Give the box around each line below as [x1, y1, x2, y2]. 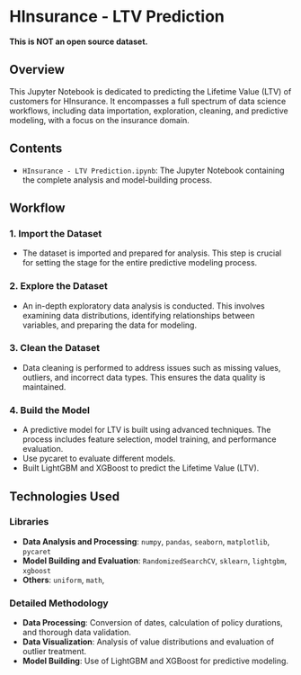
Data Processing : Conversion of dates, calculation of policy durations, [22, 617, 283, 628]
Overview [9, 62, 66, 77]
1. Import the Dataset [9, 227, 102, 239]
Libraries [9, 516, 49, 528]
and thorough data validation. [22, 627, 132, 638]
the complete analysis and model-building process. [22, 174, 213, 185]
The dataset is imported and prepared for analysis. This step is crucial [22, 247, 282, 258]
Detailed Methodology [9, 597, 110, 609]
